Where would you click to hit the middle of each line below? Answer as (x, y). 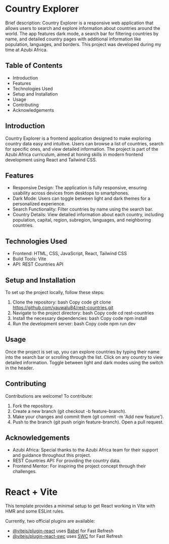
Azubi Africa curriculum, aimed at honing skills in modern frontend (74, 154)
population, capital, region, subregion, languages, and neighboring (82, 220)
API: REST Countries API (38, 264)
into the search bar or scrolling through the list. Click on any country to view (84, 357)
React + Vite (32, 492)
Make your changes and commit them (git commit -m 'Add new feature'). (88, 416)
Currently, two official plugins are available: (50, 521)
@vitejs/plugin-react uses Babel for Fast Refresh (63, 531)
